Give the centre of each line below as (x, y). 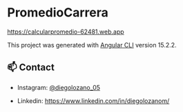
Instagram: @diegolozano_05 (59, 87)
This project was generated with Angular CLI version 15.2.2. (92, 45)
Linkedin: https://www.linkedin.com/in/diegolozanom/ (93, 100)
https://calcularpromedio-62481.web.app (66, 32)
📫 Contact (31, 68)
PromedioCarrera (58, 13)
